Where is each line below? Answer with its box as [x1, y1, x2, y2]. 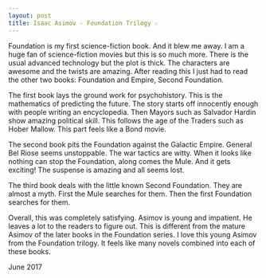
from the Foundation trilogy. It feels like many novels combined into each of [8, 238, 256, 248]
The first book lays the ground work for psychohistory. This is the [8, 90, 223, 100]
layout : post [8, 11, 52, 20]
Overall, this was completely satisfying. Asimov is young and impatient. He [8, 213, 252, 222]
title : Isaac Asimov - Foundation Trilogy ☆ [8, 19, 158, 27]
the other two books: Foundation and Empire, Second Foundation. [8, 75, 225, 84]
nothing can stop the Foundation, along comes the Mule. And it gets [8, 156, 231, 166]
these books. [8, 246, 51, 256]
